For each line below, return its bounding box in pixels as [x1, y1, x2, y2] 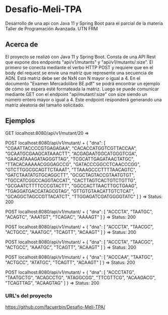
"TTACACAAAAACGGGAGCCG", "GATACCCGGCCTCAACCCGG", [5, 161, 141, 167]
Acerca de [5, 40, 38, 49]
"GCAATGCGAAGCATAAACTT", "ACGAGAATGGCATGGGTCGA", [5, 150, 137, 156]
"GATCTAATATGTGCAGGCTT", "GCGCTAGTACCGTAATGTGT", [5, 172, 135, 178]
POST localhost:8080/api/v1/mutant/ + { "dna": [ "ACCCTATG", [5, 269, 135, 275]
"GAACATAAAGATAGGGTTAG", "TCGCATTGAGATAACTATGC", [5, 155, 135, 162]
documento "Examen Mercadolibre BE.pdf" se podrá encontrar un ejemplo [5, 80, 160, 86]
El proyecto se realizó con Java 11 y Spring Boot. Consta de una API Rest [5, 54, 156, 60]
